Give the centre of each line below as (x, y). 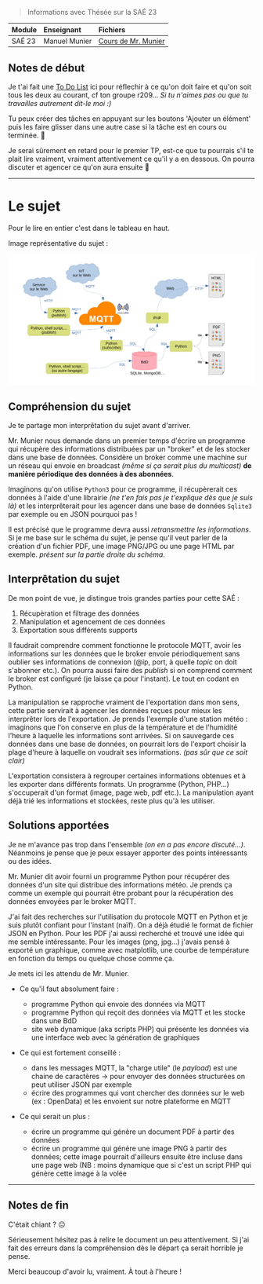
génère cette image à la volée (79, 1173)
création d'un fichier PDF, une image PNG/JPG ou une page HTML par (121, 547)
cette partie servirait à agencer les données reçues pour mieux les (115, 710)
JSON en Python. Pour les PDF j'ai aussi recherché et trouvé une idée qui (126, 933)
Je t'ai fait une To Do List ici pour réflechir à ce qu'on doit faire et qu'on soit (130, 87)
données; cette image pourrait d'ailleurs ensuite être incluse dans (137, 1156)
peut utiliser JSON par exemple (81, 1085)
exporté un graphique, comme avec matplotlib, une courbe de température (129, 949)
